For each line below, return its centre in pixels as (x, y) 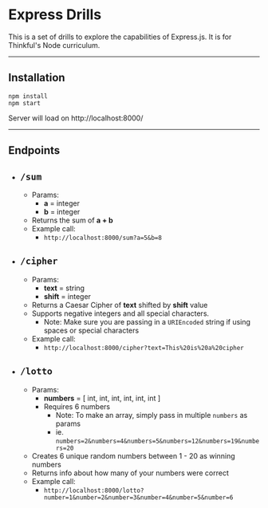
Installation (37, 78)
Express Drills (55, 15)
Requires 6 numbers (77, 406)
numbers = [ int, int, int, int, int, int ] (102, 398)
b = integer (62, 211)
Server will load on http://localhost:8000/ (76, 118)
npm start (25, 103)
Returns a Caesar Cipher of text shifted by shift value (120, 305)
